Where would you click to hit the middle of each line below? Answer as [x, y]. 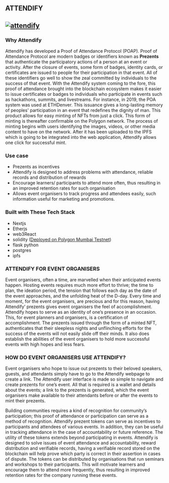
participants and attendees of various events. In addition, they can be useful [84, 427]
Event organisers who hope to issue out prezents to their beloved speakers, [84, 368]
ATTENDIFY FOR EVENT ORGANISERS [52, 269]
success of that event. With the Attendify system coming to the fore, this [80, 84]
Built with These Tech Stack [40, 212]
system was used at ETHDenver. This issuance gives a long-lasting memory [84, 105]
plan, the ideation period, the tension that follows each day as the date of [81, 290]
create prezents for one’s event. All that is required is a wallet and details [81, 385]
